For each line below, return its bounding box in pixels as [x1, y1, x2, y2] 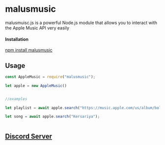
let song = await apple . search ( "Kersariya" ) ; [5, 114, 100, 119]
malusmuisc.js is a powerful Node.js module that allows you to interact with [5, 20, 157, 26]
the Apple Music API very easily [5, 25, 70, 30]
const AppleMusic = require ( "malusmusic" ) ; [5, 74, 96, 79]
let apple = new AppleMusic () [5, 83, 67, 88]
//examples [5, 96, 27, 101]
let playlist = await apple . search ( [5, 105, 80, 110]
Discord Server [5, 132, 53, 141]
